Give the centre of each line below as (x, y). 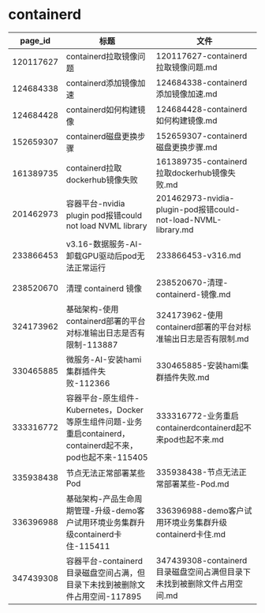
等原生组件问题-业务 (104, 422)
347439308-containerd (202, 560)
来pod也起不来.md (190, 439)
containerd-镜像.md (193, 294)
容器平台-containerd (105, 561)
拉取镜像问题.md (187, 67)
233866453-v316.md (198, 255)
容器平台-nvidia (95, 203)
